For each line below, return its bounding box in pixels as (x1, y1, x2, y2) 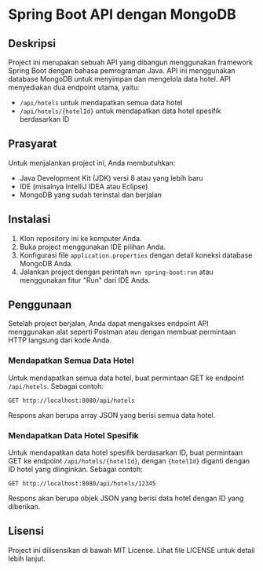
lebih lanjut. (8, 554, 46, 563)
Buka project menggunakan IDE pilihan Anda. (19, 242, 166, 251)
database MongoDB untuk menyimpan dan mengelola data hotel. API (8, 75, 232, 83)
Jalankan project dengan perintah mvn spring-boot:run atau (19, 267, 214, 276)
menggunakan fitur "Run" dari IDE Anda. (19, 275, 151, 284)
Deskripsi (8, 37, 57, 50)
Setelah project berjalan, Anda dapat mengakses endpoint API (8, 319, 210, 328)
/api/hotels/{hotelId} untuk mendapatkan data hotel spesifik (19, 106, 221, 115)
